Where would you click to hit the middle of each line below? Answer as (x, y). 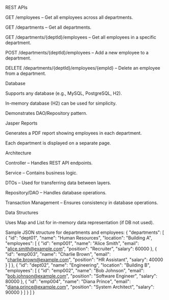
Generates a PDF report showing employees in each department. (74, 133)
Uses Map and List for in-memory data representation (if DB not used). (80, 222)
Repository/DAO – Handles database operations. (56, 193)
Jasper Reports (21, 123)
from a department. (26, 73)
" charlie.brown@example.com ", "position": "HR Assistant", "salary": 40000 (84, 259)
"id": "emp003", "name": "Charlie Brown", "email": (58, 254)
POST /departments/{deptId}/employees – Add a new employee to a (77, 53)
